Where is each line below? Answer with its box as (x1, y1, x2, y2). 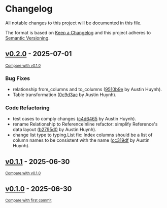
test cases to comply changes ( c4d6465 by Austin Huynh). (12, 116, 137, 122)
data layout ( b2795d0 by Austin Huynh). (12, 127, 96, 133)
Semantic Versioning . (5, 35, 50, 41)
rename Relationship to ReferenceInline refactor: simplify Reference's (12, 121, 158, 127)
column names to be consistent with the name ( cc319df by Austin (12, 137, 150, 143)
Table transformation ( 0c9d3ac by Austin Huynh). (12, 92, 117, 98)
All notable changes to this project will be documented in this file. (5, 20, 142, 26)
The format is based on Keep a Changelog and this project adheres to (5, 29, 151, 35)
